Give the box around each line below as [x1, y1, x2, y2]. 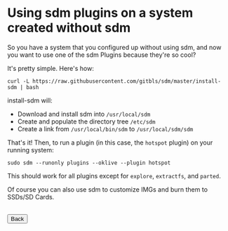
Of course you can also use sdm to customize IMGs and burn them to [7, 185, 208, 194]
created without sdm [7, 20, 131, 36]
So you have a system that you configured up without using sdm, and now [7, 43, 222, 51]
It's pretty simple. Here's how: [7, 64, 95, 72]
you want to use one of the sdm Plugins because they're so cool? [7, 51, 196, 59]
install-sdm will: [7, 96, 53, 105]
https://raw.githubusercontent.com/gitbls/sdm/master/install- [32, 77, 221, 85]
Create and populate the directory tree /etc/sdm [17, 117, 156, 126]
